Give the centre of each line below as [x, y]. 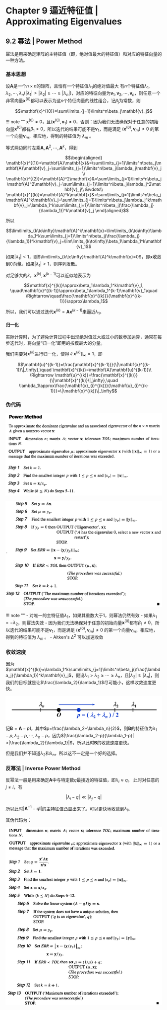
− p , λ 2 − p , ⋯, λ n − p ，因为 [33, 736]
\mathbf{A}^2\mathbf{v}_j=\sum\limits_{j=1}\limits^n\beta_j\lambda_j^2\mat [84, 184]
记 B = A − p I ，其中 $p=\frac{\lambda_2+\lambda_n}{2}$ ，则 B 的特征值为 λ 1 [82, 729]
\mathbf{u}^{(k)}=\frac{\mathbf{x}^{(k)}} [96, 375]
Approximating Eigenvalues [64, 22]
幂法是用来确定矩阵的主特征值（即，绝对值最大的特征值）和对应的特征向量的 [84, 54]
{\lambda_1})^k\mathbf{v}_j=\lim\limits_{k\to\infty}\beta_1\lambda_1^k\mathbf [84, 241]
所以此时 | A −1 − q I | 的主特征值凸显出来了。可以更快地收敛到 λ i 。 [69, 809]
